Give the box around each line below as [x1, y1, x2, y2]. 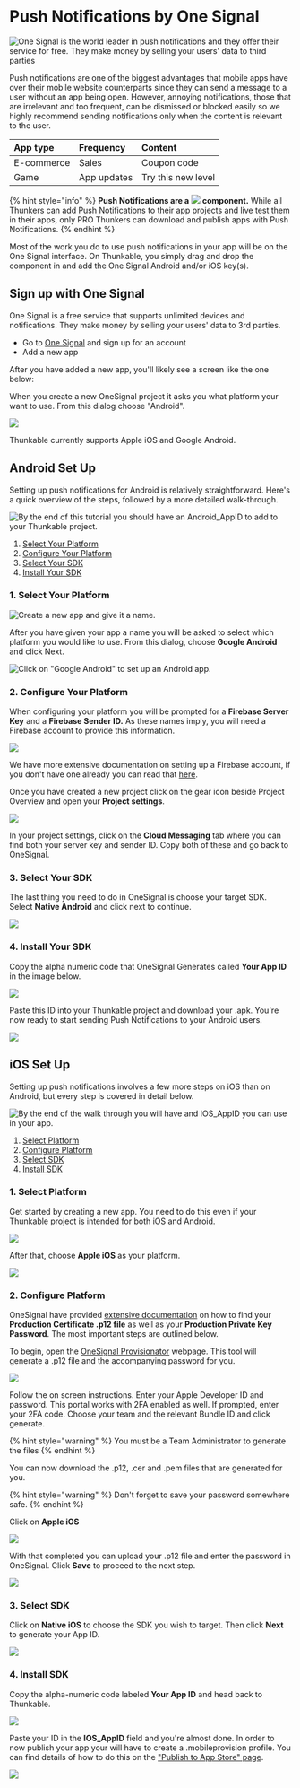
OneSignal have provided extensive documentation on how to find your [9, 1310, 271, 1321]
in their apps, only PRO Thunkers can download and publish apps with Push [9, 214, 289, 225]
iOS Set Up [9, 1057, 71, 1073]
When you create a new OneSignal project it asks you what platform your [9, 390, 279, 401]
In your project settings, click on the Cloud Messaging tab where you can [9, 830, 282, 841]
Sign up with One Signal [9, 286, 145, 301]
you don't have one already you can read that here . [9, 769, 199, 780]
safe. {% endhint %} [9, 1499, 84, 1510]
